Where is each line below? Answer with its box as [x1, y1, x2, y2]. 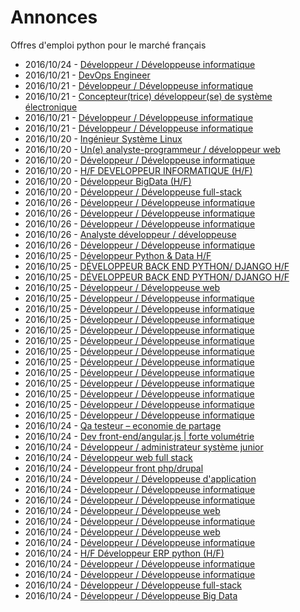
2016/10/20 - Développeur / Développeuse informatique [24, 154, 256, 166]
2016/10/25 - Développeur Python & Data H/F [24, 249, 212, 261]
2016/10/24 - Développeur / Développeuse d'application [24, 472, 257, 485]
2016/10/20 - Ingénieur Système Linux [24, 132, 183, 145]
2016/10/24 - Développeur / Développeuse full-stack [24, 579, 243, 591]
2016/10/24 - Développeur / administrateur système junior [24, 441, 264, 453]
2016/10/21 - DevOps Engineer [24, 69, 151, 81]
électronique [24, 101, 78, 113]
